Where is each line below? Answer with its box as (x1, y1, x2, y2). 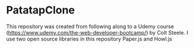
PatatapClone (6, 4, 75, 17)
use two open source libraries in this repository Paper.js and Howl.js (6, 35, 173, 42)
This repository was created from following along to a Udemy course (6, 23, 174, 30)
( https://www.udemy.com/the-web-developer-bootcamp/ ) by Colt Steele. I (6, 29, 189, 36)
